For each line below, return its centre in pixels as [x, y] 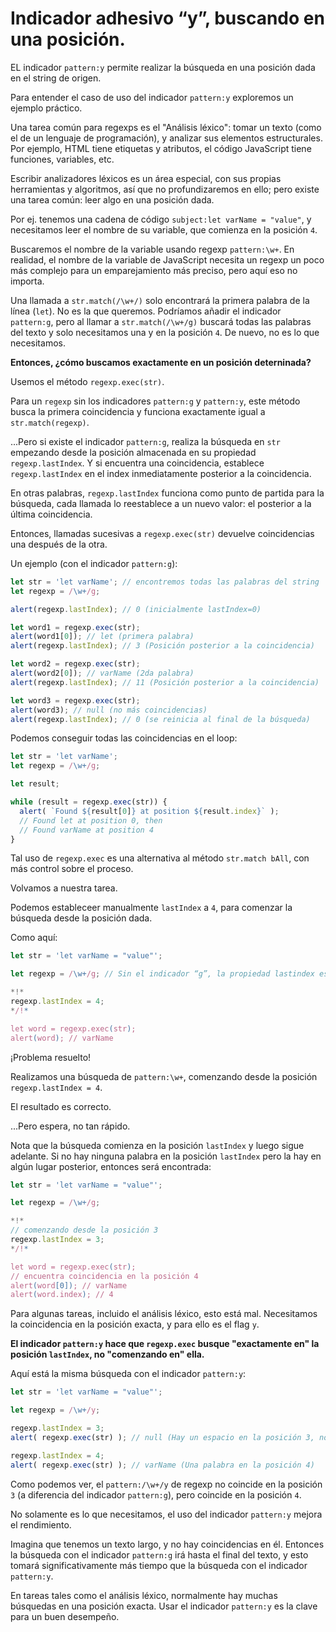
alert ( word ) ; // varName [62, 1038]
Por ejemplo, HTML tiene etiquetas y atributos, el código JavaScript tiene [161, 148]
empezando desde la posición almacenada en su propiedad [133, 452]
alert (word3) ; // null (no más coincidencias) [109, 710]
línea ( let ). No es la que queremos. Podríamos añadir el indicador [146, 311]
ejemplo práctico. [46, 108]
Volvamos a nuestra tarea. [64, 888]
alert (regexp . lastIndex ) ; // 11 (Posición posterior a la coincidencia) [165, 682]
